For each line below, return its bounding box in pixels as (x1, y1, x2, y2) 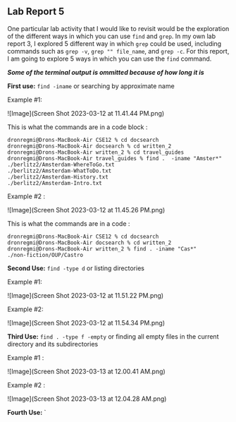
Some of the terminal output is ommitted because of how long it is (7, 68, 204, 76)
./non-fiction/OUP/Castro (7, 251, 83, 258)
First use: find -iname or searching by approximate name (7, 81, 175, 90)
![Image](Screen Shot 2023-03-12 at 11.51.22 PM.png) (7, 291, 164, 299)
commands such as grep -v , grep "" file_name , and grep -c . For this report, (7, 47, 230, 55)
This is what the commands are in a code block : (7, 123, 148, 131)
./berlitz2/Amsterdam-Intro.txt (7, 179, 102, 186)
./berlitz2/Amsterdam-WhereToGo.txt (7, 161, 115, 168)
